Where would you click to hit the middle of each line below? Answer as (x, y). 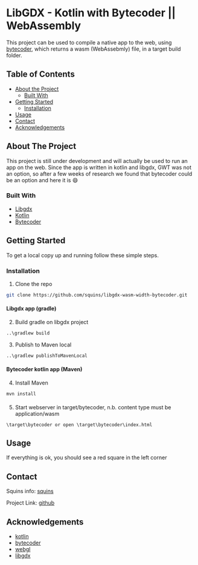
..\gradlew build (28, 333)
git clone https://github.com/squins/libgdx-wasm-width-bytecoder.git (97, 295)
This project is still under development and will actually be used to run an (97, 161)
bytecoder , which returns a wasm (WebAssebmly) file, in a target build (94, 49)
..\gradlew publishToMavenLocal (47, 356)
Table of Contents (41, 75)
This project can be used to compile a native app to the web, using (89, 42)
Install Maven (31, 383)
